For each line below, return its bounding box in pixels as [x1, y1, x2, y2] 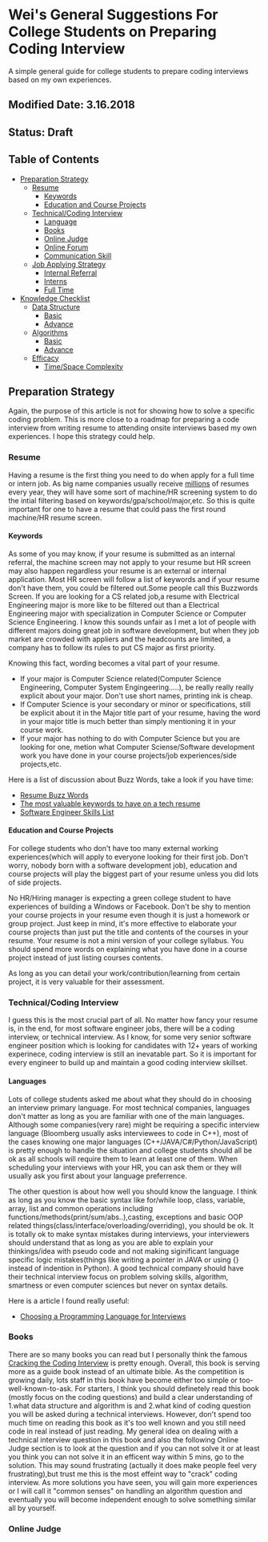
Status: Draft [8, 125, 74, 139]
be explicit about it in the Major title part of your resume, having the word [19, 708, 261, 718]
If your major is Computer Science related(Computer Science [19, 673, 222, 683]
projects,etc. [19, 759, 62, 768]
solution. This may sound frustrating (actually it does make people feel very [8, 1460, 258, 1470]
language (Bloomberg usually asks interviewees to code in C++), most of [8, 1128, 249, 1137]
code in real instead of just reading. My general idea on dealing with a [8, 1426, 238, 1436]
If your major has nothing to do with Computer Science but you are [19, 733, 240, 743]
